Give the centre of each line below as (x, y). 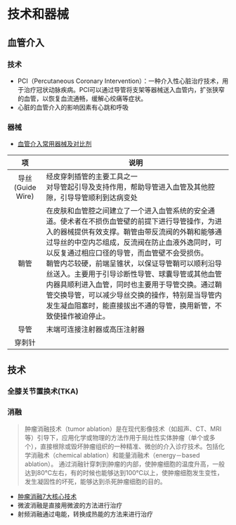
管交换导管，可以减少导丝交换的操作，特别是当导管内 (134, 295)
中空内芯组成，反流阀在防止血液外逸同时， (145, 242)
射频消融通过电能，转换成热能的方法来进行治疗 (85, 514)
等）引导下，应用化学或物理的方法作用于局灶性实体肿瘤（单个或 (117, 437)
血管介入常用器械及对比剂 (54, 144)
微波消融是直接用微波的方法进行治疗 (70, 505)
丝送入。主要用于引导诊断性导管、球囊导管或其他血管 (134, 274)
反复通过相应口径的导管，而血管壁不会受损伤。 (131, 253)
